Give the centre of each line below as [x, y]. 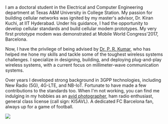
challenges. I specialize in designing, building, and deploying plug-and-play [83, 59]
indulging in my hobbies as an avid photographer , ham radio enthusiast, [79, 96]
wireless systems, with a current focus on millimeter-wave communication [82, 65]
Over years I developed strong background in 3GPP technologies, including [83, 80]
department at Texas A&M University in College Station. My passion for [79, 13]
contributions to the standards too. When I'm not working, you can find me [82, 91]
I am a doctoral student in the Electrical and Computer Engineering [74, 7]
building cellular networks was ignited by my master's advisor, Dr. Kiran [79, 18]
